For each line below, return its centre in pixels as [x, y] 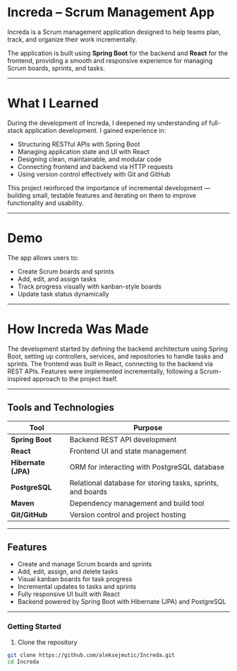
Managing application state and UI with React [83, 151]
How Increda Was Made [78, 329]
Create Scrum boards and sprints [66, 271]
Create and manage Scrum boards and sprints [85, 564]
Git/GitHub [29, 515]
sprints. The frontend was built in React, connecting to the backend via [110, 363]
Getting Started [34, 626]
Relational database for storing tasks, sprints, [144, 483]
